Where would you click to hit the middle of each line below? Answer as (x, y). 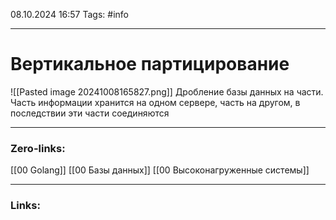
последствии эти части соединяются (90, 113)
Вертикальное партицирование (150, 64)
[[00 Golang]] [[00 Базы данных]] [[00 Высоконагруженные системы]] (160, 170)
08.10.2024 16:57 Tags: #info (69, 14)
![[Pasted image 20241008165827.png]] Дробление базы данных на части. (167, 91)
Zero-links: (38, 148)
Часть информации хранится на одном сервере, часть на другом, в (155, 102)
